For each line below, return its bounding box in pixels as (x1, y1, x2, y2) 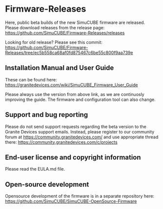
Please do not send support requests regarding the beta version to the (5, 123, 146, 130)
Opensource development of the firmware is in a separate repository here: (5, 193, 155, 199)
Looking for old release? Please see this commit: (5, 39, 102, 45)
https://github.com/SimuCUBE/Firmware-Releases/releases (5, 30, 125, 36)
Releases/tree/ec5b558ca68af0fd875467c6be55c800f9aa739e (5, 50, 133, 56)
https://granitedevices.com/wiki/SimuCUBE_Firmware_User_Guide (5, 82, 138, 88)
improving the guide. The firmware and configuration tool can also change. (5, 96, 156, 102)
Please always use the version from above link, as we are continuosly (5, 91, 145, 97)
